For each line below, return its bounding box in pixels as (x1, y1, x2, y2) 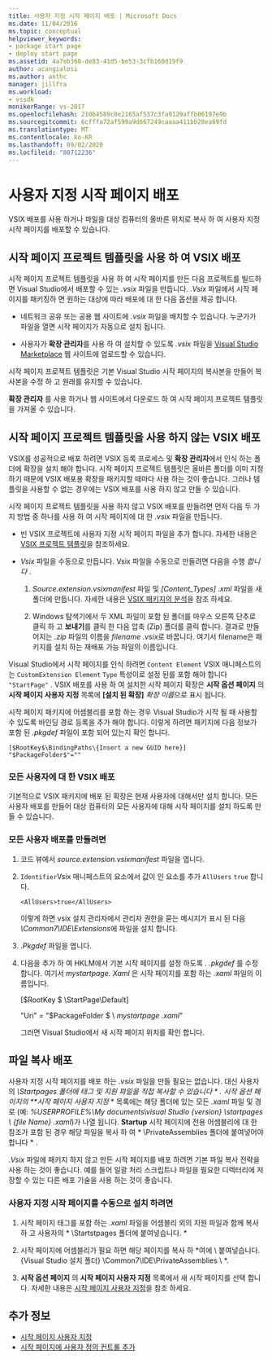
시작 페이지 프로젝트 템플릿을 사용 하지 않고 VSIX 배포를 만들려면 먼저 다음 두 (8, 501, 252, 511)
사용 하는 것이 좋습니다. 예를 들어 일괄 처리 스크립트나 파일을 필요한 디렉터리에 (8, 1165, 256, 1175)
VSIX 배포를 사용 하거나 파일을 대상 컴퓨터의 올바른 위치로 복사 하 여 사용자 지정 (8, 214, 261, 224)
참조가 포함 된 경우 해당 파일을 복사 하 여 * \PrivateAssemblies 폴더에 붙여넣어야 (8, 1128, 264, 1137)
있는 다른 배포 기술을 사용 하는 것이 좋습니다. (32, 1175, 173, 1185)
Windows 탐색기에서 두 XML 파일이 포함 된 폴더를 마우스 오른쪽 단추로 (32, 611, 257, 621)
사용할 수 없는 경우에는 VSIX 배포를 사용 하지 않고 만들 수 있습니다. (29, 484, 241, 494)
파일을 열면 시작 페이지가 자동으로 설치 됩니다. (19, 322, 166, 332)
